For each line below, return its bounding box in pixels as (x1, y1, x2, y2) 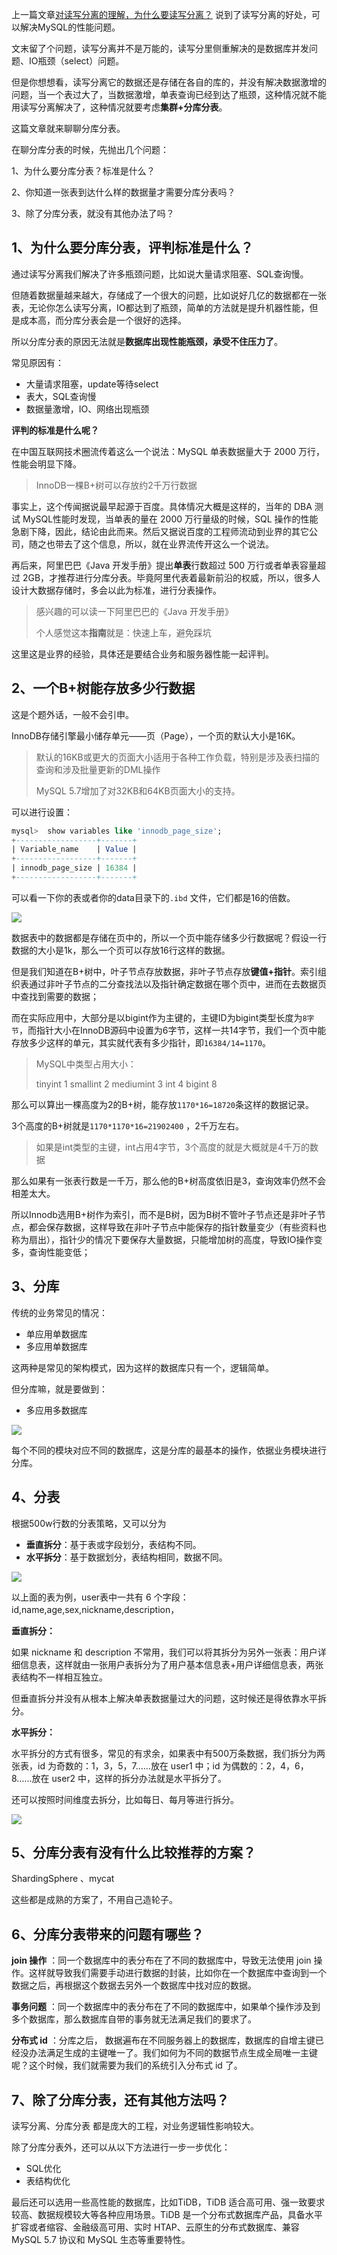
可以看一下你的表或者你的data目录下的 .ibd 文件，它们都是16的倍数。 (11, 891, 296, 903)
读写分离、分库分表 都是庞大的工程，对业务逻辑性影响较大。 (11, 2119, 259, 2132)
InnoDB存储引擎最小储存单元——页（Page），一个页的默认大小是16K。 (11, 729, 301, 742)
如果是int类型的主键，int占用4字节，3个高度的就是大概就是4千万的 (35, 1141, 311, 1153)
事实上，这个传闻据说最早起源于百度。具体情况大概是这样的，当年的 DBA (11, 500, 313, 512)
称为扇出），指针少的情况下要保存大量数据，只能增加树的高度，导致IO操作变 (11, 1233, 323, 1245)
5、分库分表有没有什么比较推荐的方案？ (11, 1844, 257, 1861)
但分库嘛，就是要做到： (11, 1383, 108, 1395)
